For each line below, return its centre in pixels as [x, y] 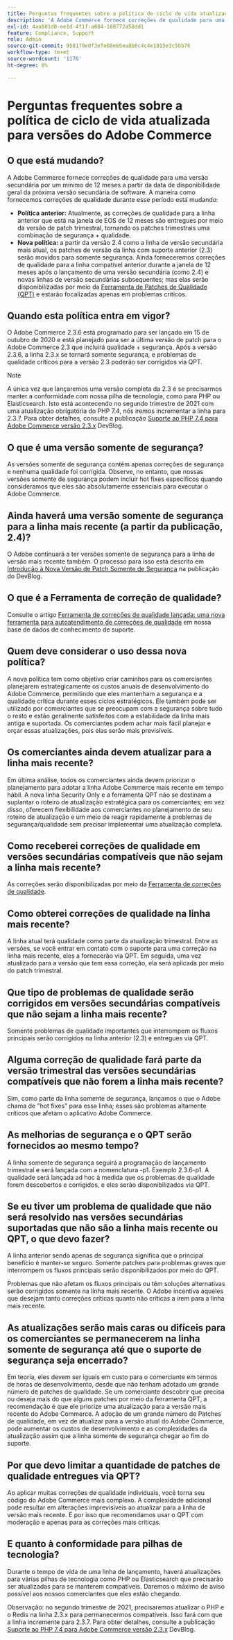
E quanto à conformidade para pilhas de [95, 1544]
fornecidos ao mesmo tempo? [73, 1146]
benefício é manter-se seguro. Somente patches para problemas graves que [116, 1263]
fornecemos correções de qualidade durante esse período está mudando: [113, 199]
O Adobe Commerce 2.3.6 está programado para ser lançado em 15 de [108, 332]
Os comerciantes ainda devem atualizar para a [110, 753]
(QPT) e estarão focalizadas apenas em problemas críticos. [102, 294]
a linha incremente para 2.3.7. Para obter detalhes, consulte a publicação [111, 1622]
